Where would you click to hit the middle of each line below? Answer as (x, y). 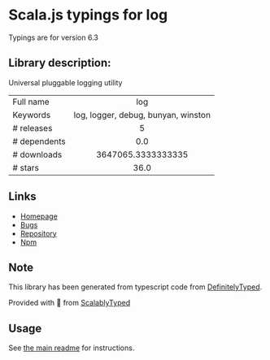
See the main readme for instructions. (72, 348)
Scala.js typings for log (88, 15)
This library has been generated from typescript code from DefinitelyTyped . (135, 287)
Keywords (32, 115)
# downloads (37, 154)
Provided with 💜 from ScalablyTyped (70, 303)
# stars (26, 167)
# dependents (39, 141)
